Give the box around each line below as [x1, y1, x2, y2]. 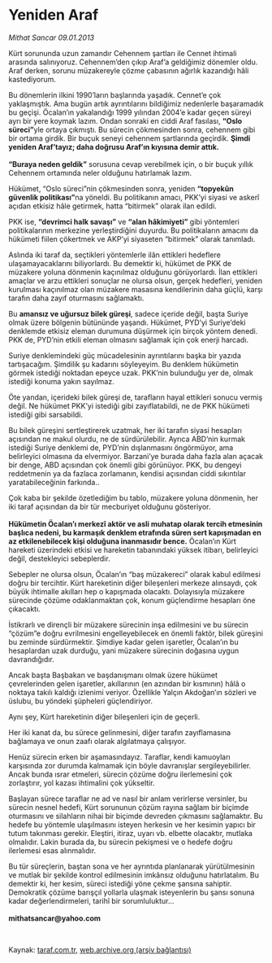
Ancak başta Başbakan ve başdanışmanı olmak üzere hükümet [8, 670, 218, 680]
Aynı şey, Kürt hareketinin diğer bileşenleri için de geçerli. [8, 711, 201, 721]
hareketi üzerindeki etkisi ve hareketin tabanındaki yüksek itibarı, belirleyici [8, 545, 258, 554]
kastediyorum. [8, 74, 57, 84]
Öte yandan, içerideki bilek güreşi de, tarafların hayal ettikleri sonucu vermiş [8, 392, 263, 402]
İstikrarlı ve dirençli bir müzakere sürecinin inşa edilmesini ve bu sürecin [8, 619, 249, 629]
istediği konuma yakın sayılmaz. [8, 376, 115, 386]
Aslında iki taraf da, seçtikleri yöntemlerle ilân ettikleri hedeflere [8, 250, 221, 260]
